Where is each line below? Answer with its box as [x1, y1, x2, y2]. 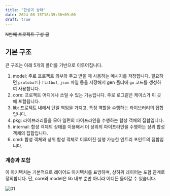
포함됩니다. [18, 99, 41, 105]
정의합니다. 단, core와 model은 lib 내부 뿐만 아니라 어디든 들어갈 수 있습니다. [5, 176, 157, 182]
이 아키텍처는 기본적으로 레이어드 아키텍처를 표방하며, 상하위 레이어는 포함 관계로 [5, 169, 165, 175]
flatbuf [41, 80, 58, 85]
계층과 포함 [5, 157, 31, 164]
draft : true [5, 17, 30, 22]
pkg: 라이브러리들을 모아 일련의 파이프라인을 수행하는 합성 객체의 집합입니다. [12, 117, 164, 123]
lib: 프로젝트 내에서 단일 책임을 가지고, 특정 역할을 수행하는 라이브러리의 [12, 105, 155, 111]
